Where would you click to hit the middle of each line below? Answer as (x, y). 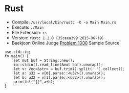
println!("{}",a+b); (34, 82)
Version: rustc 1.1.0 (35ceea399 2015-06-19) (58, 38)
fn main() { (17, 56)
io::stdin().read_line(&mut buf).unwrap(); (58, 65)
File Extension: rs (29, 32)
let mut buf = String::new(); (44, 60)
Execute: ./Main (28, 27)
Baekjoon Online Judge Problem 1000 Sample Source (65, 43)
